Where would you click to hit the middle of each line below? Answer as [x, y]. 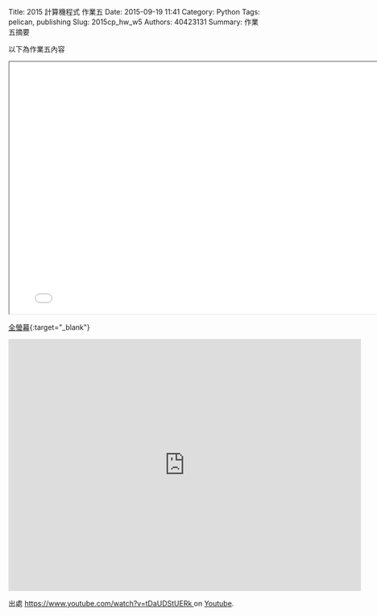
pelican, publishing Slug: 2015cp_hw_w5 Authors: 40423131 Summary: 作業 [134, 22]
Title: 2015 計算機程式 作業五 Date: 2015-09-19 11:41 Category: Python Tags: [134, 12]
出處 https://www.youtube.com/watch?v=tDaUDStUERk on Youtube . [121, 604]
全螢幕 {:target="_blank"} [49, 327]
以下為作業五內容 [37, 49]
